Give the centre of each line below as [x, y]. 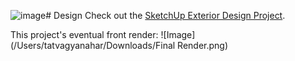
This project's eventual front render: [84, 34]
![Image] [178, 34]
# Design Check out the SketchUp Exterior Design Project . [165, 15]
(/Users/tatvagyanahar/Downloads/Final [93, 45]
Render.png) [203, 45]
